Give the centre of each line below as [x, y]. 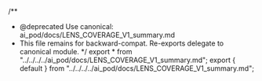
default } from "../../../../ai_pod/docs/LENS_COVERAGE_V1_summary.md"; [137, 68]
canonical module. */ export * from [76, 52]
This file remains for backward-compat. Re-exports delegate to [122, 43]
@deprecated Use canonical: [66, 26]
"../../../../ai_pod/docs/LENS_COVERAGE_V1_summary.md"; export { [127, 60]
